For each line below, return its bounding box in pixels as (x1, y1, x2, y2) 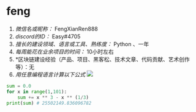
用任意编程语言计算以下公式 (15, 71, 86, 78)
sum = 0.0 (6, 83, 32, 89)
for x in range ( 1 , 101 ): (6, 88, 67, 95)
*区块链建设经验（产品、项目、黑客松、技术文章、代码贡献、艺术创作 (15, 55, 190, 63)
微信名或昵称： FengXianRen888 (15, 25, 98, 32)
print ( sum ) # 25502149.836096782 (6, 100, 92, 106)
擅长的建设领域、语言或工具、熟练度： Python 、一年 (15, 40, 149, 47)
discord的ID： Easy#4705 (15, 32, 81, 40)
